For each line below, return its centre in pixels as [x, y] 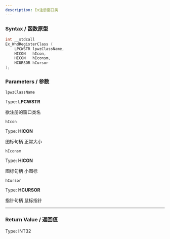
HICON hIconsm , [33, 58]
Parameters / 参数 [27, 82]
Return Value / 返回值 [32, 220]
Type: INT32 [18, 231]
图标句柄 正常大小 [24, 142]
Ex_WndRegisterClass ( [29, 44]
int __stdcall [20, 39]
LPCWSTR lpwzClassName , [39, 49]
